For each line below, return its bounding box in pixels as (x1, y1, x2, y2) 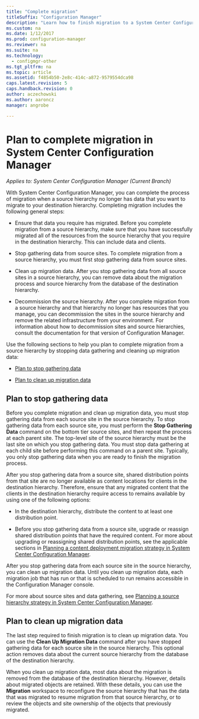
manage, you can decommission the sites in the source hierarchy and (14, 310, 185, 317)
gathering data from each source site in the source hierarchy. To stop (6, 416, 175, 423)
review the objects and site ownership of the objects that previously (6, 700, 172, 707)
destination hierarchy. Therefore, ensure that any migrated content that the (6, 484, 189, 491)
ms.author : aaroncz (6, 97, 54, 102)
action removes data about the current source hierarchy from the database (6, 651, 189, 658)
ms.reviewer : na (6, 42, 46, 48)
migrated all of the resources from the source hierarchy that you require (14, 232, 191, 239)
